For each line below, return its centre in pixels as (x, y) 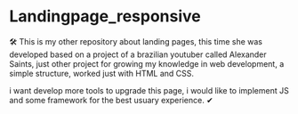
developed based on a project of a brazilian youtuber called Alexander (138, 54)
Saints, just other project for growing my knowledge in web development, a (147, 63)
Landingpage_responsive (105, 16)
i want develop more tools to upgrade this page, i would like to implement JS (149, 90)
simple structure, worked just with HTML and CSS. (101, 73)
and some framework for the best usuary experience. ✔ (111, 100)
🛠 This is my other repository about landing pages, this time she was (136, 41)
